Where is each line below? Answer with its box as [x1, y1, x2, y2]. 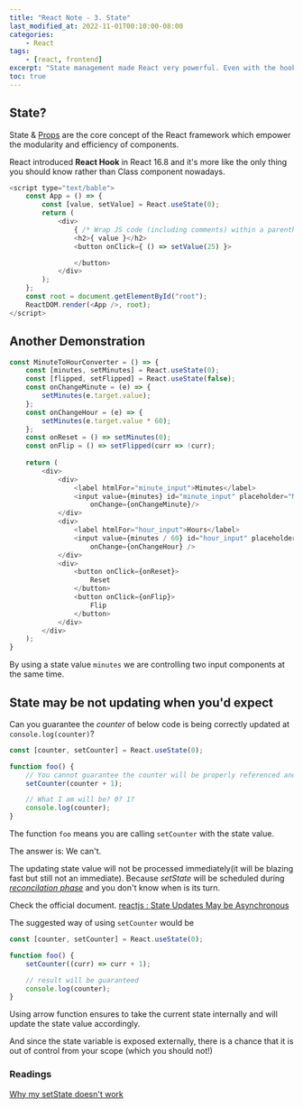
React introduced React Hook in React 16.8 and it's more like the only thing [9, 156, 288, 167]
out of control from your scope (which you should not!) [9, 1046, 214, 1057]
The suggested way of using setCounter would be [9, 918, 195, 928]
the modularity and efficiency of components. [9, 139, 179, 150]
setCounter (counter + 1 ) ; [25, 779, 124, 788]
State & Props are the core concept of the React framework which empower [9, 129, 291, 140]
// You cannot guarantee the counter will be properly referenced [25, 771, 280, 780]
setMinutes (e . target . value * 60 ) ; [41, 416, 171, 425]
